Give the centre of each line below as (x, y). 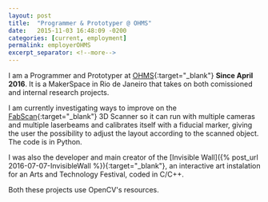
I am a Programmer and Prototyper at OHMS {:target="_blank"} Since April (131, 75)
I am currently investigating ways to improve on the (93, 108)
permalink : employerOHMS (50, 46)
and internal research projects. (59, 92)
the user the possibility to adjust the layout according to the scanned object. (134, 133)
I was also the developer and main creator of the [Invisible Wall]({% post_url (133, 157)
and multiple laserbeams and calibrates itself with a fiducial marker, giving (130, 125)
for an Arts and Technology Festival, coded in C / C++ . (96, 174)
